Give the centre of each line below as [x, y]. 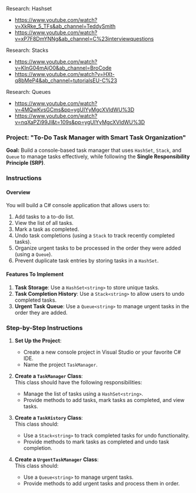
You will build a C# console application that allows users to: [78, 205]
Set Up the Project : [38, 340]
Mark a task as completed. [47, 229]
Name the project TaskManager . [61, 364]
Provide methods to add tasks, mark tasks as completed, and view [104, 400]
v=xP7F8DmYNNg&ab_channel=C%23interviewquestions [84, 39]
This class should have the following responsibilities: [78, 382]
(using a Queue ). [34, 254]
